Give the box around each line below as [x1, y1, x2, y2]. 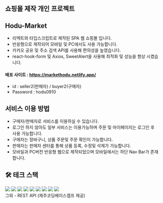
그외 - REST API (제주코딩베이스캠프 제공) [5, 193, 86, 199]
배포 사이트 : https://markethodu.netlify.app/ [5, 71, 96, 77]
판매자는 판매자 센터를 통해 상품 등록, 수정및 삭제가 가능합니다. [12, 143, 131, 149]
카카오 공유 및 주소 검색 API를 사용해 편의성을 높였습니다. [12, 47, 121, 53]
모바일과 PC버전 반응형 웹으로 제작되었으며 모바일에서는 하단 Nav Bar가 [12, 149, 149, 155]
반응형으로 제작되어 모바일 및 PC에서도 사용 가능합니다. [12, 41, 117, 47]
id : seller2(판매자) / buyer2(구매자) [12, 84, 82, 90]
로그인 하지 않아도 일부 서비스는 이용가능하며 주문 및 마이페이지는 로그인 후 [12, 124, 155, 131]
